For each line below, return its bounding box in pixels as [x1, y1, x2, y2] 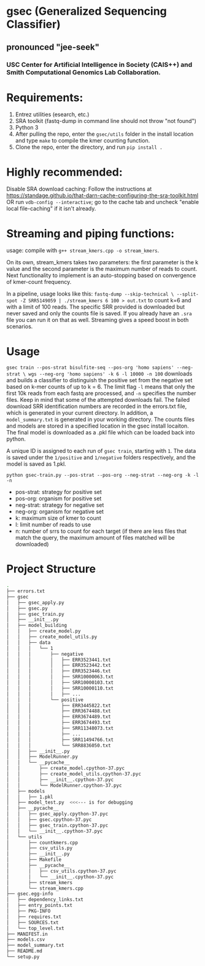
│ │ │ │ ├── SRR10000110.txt [6, 685, 114, 691]
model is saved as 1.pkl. [6, 460, 66, 468]
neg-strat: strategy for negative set [15, 501, 104, 509]
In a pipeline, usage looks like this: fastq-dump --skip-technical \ [6, 290, 174, 297]
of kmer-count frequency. [6, 278, 72, 286]
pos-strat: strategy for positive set [15, 489, 102, 496]
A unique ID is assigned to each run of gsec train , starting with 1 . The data [6, 447, 196, 455]
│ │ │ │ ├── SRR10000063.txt [6, 674, 114, 680]
